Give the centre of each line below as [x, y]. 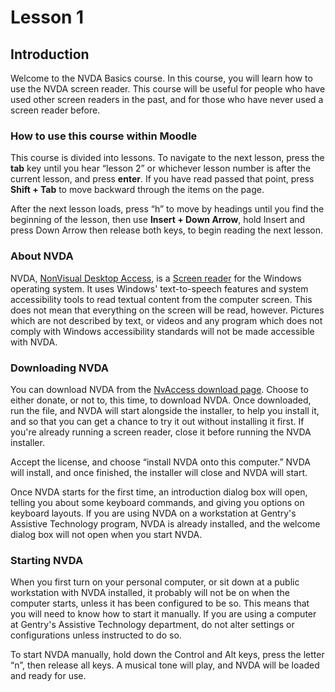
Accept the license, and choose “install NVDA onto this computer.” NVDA [161, 462]
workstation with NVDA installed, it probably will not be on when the [150, 593]
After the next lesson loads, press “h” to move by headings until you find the [167, 209]
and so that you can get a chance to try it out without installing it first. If [157, 421]
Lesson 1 [47, 17]
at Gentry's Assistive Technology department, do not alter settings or [152, 625]
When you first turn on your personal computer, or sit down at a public [155, 582]
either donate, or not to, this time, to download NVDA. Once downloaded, [161, 400]
